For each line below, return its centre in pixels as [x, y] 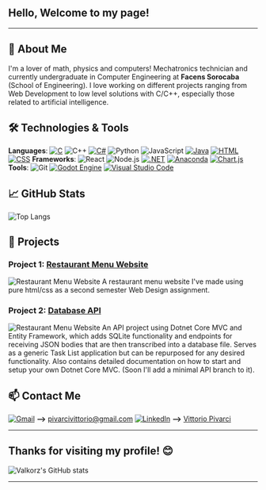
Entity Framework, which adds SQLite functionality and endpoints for [120, 336]
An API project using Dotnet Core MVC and [172, 327]
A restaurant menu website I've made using [173, 281]
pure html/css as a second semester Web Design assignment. [109, 289]
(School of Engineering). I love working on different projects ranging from [128, 85]
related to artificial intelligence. [59, 101]
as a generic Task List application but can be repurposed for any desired [127, 353]
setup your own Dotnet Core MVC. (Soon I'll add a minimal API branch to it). [131, 370]
